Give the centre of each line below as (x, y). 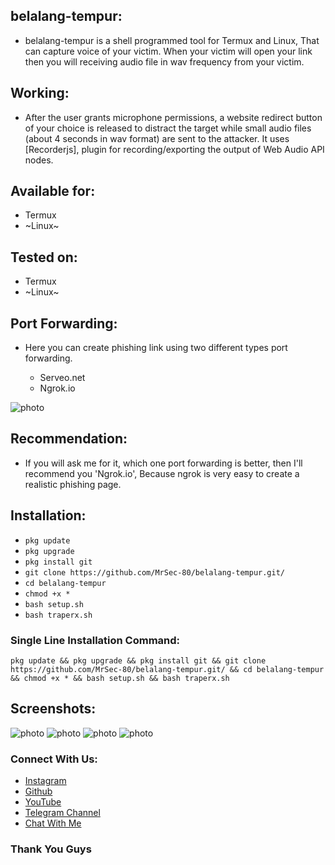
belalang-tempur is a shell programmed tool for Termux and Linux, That (172, 40)
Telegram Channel (62, 813)
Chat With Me (53, 823)
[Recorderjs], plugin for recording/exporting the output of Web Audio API (174, 149)
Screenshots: (53, 709)
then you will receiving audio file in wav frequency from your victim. (164, 61)
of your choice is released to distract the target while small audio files (168, 128)
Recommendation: (69, 439)
